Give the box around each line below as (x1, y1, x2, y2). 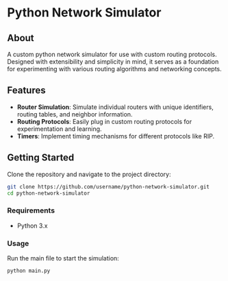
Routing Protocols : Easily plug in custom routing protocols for (16, 117, 192, 125)
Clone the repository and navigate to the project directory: (7, 170, 171, 178)
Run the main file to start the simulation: (7, 254, 120, 262)
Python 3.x (16, 221, 48, 230)
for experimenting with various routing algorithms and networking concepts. (7, 65, 222, 73)
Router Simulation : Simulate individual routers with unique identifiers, (16, 103, 214, 111)
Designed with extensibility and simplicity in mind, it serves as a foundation (7, 58, 219, 66)
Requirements (7, 206, 55, 215)
